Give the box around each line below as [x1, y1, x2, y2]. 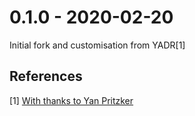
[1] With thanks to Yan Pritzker [9, 94, 134, 106]
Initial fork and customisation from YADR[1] [9, 39, 186, 51]
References [9, 68, 83, 85]
